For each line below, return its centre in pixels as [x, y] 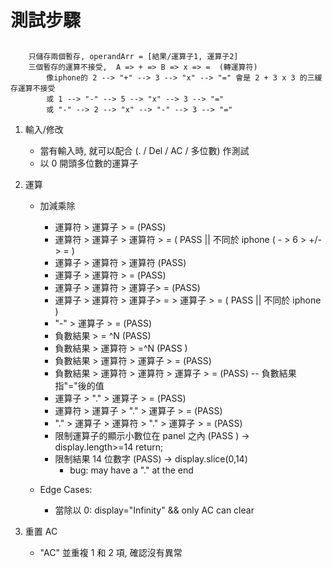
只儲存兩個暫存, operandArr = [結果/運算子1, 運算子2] [133, 56]
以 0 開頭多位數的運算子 [89, 163]
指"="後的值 [79, 385]
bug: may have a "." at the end [131, 470]
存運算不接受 [33, 88]
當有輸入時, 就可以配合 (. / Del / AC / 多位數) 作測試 [144, 150]
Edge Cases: [66, 489]
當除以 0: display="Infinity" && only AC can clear [154, 510]
